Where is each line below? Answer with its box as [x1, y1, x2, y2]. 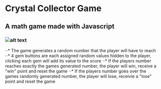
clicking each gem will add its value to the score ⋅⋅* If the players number [5, 58, 152, 63]
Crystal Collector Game [5, 3, 102, 14]
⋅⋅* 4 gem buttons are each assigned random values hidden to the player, [5, 53, 152, 59]
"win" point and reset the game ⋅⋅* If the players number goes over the [5, 68, 146, 74]
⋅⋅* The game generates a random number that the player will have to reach [5, 47, 156, 53]
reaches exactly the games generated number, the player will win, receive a [5, 63, 157, 69]
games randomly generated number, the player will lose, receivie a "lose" [5, 73, 152, 79]
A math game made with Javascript [5, 22, 115, 30]
